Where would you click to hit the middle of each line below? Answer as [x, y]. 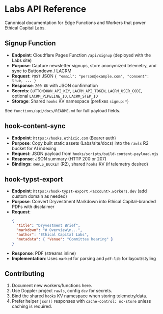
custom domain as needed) [39, 196]
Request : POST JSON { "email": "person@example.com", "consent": [80, 76]
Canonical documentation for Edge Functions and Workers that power [75, 23]
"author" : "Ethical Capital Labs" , [53, 235]
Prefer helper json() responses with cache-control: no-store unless [81, 301]
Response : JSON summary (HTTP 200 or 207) [59, 158]
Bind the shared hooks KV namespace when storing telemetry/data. [80, 296]
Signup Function [30, 43]
